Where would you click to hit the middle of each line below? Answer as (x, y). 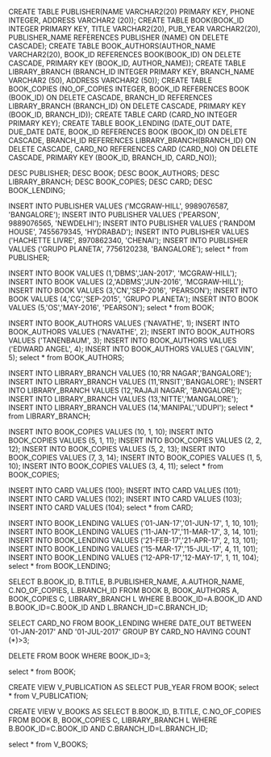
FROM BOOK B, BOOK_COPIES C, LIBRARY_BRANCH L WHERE (113, 720)
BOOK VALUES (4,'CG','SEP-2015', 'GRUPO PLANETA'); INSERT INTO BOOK (133, 299)
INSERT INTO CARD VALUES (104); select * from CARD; (101, 507)
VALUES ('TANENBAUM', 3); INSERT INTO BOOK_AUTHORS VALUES (123, 340)
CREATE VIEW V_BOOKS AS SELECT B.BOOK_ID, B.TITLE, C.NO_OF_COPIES (135, 711)
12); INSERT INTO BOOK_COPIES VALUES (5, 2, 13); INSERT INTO (117, 449)
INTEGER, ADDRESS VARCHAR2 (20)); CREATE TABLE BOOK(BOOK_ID (126, 20)
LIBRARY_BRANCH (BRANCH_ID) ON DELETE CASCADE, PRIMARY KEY (127, 106)
